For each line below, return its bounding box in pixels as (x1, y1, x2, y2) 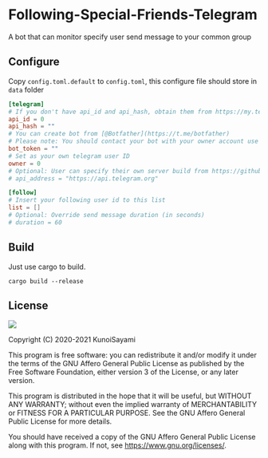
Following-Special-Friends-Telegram (8, 6, 258, 24)
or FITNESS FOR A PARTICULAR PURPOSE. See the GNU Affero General (8, 409, 246, 418)
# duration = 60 (8, 218, 62, 227)
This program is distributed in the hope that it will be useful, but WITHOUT (8, 391, 252, 401)
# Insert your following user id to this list (8, 196, 166, 204)
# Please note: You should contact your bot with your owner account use (8, 137, 259, 145)
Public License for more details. (8, 417, 112, 426)
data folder (8, 85, 45, 94)
